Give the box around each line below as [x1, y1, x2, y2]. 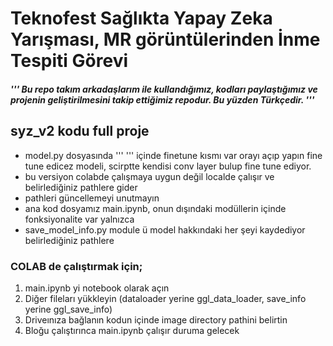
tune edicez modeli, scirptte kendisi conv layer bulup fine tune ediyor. [24, 160, 312, 172]
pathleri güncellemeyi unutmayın [24, 192, 160, 204]
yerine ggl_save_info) [24, 303, 113, 315]
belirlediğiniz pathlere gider [24, 181, 138, 193]
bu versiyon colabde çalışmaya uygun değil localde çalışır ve [24, 170, 275, 182]
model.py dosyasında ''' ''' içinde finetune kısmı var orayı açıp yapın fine [24, 149, 323, 161]
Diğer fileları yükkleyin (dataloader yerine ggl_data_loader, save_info [24, 292, 307, 304]
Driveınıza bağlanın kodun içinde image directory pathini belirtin [24, 313, 288, 326]
